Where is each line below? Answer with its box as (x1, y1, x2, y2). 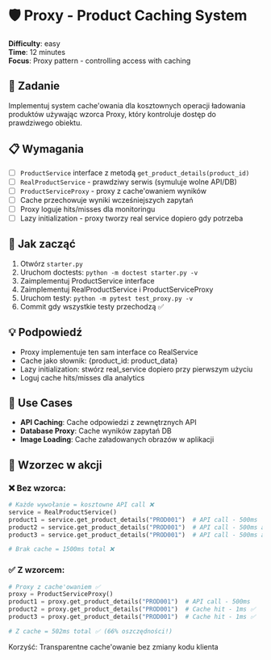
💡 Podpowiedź (8, 326, 83, 339)
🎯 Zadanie (8, 79, 60, 93)
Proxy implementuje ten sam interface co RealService (19, 347, 198, 356)
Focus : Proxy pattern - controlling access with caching (8, 56, 191, 65)
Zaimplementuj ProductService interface (19, 275, 155, 285)
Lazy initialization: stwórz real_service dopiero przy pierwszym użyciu (19, 364, 253, 374)
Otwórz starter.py (19, 259, 83, 268)
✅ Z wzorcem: (8, 565, 65, 576)
